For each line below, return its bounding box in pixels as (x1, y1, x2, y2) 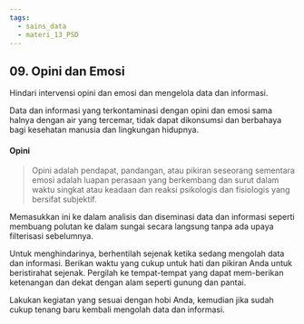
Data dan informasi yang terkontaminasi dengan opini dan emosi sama (9, 105, 272, 116)
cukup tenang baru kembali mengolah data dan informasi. (9, 304, 225, 315)
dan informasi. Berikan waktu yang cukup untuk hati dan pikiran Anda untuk (9, 258, 293, 269)
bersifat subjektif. (31, 194, 97, 205)
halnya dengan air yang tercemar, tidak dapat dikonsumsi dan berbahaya (9, 115, 282, 126)
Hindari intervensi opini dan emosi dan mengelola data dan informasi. (9, 88, 269, 99)
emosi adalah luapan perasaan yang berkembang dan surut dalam (31, 175, 279, 186)
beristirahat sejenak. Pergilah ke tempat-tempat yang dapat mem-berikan (9, 268, 284, 279)
